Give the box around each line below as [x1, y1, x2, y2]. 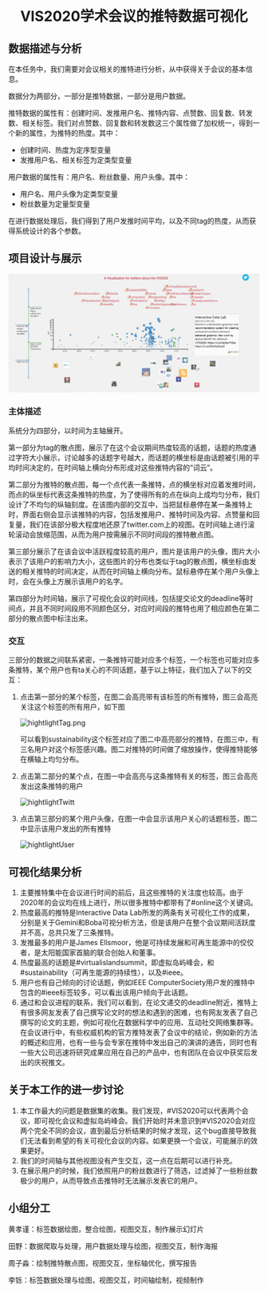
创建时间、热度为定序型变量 [19, 145, 112, 154]
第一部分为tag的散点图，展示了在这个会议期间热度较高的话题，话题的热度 [8, 443, 250, 452]
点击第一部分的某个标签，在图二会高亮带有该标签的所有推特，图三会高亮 [19, 692, 258, 702]
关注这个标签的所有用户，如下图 [19, 702, 125, 712]
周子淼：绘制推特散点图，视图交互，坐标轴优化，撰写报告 [8, 1258, 197, 1267]
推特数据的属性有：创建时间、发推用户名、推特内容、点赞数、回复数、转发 [8, 109, 253, 117]
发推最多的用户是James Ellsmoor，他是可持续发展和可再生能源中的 [19, 937, 241, 947]
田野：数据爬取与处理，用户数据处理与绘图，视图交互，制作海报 [8, 1241, 218, 1250]
